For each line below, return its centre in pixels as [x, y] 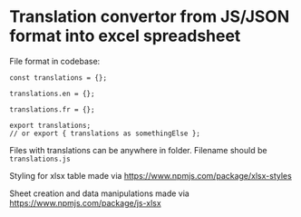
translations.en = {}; [52, 94]
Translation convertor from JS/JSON [150, 17]
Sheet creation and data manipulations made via [100, 193]
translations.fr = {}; [52, 109]
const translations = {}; [58, 78]
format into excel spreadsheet [125, 36]
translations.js [40, 159]
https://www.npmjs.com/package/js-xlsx [85, 202]
